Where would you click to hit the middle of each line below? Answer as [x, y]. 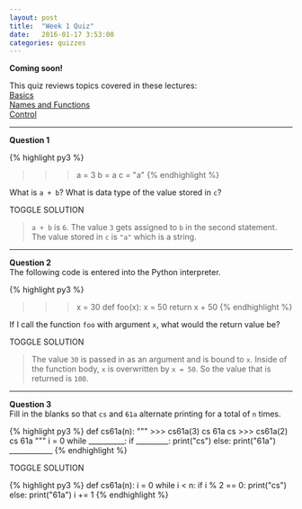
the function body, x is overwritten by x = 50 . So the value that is [151, 369]
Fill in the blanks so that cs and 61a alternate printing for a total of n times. [145, 414]
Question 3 [31, 405]
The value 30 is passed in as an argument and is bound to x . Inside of [159, 360]
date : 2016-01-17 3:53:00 [62, 34]
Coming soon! [36, 68]
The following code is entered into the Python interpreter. [115, 272]
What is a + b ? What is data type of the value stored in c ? [115, 192]
